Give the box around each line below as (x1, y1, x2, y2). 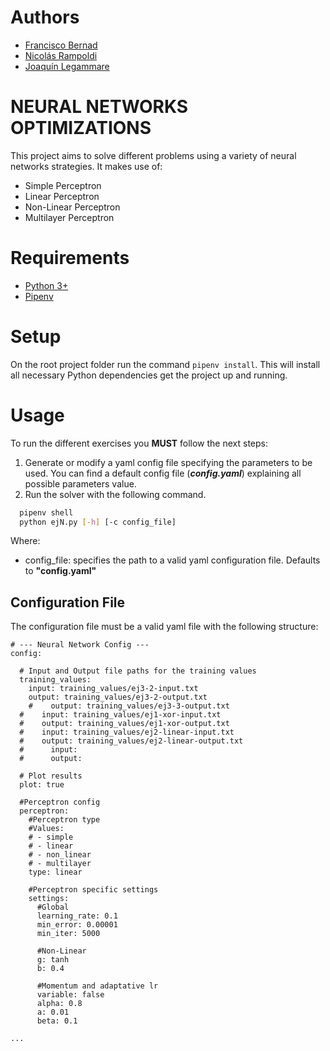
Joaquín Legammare (24, 60, 110, 72)
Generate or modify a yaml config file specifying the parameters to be (24, 456, 313, 468)
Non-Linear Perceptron (24, 201, 121, 213)
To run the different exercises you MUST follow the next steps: (10, 437, 268, 449)
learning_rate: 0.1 (36, 911, 118, 921)
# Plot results (19, 771, 83, 781)
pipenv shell (19, 507, 74, 518)
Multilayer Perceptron (24, 211, 115, 223)
